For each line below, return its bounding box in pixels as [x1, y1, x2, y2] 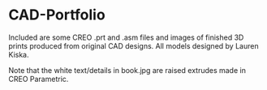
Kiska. [8, 49, 29, 59]
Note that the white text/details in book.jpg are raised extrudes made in [8, 65, 246, 75]
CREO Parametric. [8, 74, 69, 84]
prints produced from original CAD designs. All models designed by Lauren [8, 41, 259, 50]
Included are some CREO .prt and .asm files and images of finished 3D [8, 32, 244, 42]
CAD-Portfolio [8, 6, 106, 24]
